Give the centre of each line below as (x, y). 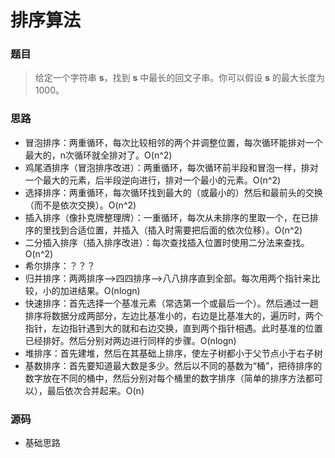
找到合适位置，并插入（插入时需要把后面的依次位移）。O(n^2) (177, 230)
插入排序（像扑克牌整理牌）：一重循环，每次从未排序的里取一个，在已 (167, 217)
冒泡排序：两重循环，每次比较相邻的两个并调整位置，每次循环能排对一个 (173, 142)
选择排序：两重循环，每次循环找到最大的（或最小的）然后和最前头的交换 (173, 192)
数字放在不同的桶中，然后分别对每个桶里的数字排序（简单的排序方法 (165, 378)
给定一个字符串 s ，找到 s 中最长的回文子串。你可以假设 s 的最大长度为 (180, 78)
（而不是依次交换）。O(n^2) (80, 205)
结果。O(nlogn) (109, 290)
